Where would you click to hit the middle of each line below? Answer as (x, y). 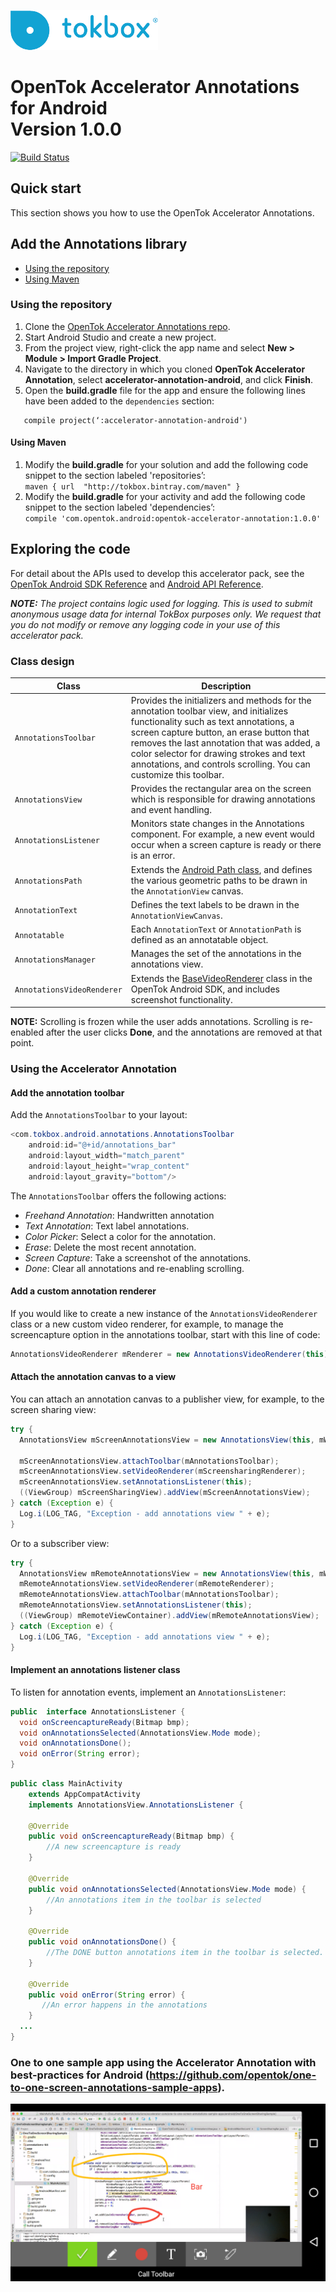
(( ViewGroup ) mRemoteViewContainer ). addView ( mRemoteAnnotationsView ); (169, 1616)
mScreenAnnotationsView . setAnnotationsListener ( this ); (136, 1482)
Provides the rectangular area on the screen (221, 789)
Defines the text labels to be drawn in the (215, 904)
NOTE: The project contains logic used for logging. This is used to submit (161, 603)
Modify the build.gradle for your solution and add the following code (166, 465)
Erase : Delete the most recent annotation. (110, 1247)
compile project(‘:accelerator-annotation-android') (135, 420)
